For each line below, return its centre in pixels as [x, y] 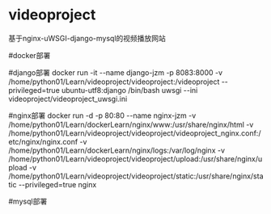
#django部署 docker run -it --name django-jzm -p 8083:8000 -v [116, 72]
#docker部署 [30, 55]
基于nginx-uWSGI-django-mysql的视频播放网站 [87, 38]
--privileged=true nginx [57, 184]
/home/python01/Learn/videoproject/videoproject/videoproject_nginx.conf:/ [135, 133]
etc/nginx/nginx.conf [43, 141]
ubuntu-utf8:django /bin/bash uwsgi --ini [129, 90]
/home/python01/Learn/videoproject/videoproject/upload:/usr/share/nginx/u [135, 158]
